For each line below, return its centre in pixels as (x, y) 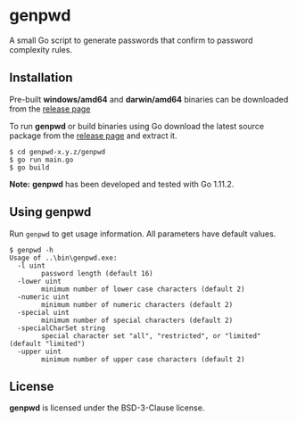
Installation (41, 78)
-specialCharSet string (61, 328)
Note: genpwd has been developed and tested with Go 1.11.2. (122, 184)
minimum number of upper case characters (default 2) (143, 359)
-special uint (43, 312)
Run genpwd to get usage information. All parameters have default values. (143, 234)
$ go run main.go (41, 160)
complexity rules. (41, 49)
